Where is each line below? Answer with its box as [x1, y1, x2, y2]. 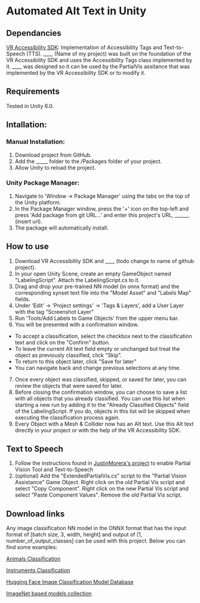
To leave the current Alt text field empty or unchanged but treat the [14, 345, 180, 352]
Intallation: [6, 120, 47, 130]
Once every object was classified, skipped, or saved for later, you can [14, 375, 187, 383]
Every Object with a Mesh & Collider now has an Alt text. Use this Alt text [14, 420, 194, 427]
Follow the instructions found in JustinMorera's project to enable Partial [14, 460, 191, 467]
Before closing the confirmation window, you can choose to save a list [14, 388, 187, 396]
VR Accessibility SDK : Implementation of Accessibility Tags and [6, 44, 162, 51]
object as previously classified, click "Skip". [14, 351, 122, 359]
